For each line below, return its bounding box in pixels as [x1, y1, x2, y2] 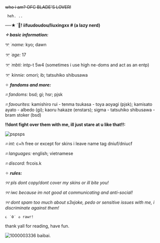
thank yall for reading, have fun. [5, 223, 70, 229]
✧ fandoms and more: [5, 82, 52, 88]
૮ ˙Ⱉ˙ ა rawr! [5, 214, 34, 219]
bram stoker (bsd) [5, 112, 42, 118]
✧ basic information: [5, 32, 49, 37]
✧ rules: [5, 170, 22, 176]
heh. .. [7, 14, 23, 19]
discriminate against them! [5, 205, 59, 211]
